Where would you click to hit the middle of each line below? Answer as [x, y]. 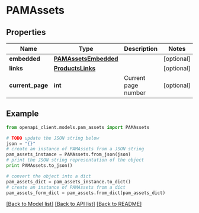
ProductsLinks [75, 68]
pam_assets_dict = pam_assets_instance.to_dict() [69, 182]
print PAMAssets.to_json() [39, 166]
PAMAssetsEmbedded [86, 59]
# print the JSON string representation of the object [75, 160]
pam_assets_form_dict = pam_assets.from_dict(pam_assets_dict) [86, 193]
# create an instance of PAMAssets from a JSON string [75, 149]
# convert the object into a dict [49, 176]
